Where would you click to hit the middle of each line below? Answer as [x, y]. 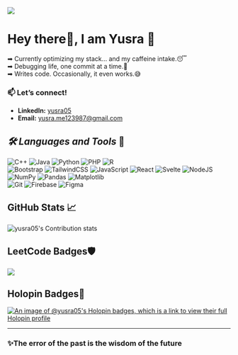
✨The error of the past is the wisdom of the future [95, 344]
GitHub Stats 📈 [42, 208]
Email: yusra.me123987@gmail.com [70, 118]
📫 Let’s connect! [37, 92]
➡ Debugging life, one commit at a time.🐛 [68, 66]
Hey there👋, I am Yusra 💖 [81, 39]
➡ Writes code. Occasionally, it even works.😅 [74, 74]
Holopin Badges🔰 [46, 294]
